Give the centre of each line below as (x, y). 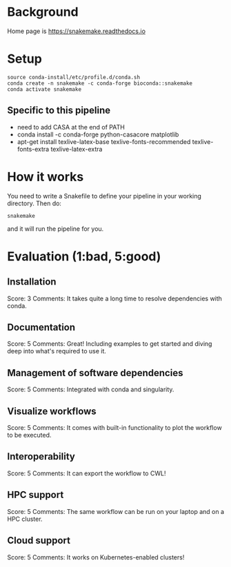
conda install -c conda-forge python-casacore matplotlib (98, 134)
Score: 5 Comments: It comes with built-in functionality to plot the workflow (114, 428)
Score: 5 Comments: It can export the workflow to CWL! (87, 473)
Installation (32, 282)
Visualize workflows (52, 411)
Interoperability (41, 456)
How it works (46, 177)
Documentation (41, 328)
